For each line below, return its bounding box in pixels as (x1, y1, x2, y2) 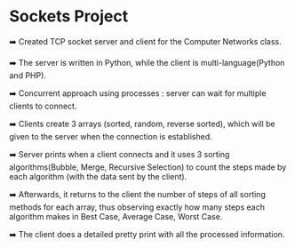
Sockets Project (9, 6, 129, 27)
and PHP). (9, 69, 47, 81)
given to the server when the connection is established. (9, 131, 212, 141)
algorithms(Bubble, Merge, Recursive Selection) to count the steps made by (9, 162, 287, 172)
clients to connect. (9, 100, 77, 111)
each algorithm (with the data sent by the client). (9, 171, 187, 181)
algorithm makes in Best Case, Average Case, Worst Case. (9, 211, 223, 221)
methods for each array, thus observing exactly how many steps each (9, 202, 265, 212)
